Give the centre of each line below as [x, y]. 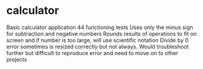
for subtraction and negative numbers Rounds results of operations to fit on [102, 33]
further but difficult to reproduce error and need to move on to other [92, 53]
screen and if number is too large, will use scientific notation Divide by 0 [98, 40]
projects [17, 59]
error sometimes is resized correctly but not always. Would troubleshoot [98, 47]
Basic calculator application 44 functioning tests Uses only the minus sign [100, 27]
